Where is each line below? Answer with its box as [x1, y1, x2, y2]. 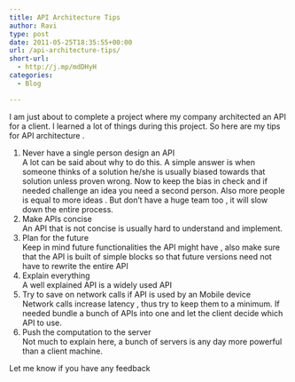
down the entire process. [21, 203, 113, 214]
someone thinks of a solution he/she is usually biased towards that [21, 166, 266, 177]
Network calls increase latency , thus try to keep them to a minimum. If [21, 298, 281, 309]
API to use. [21, 317, 62, 328]
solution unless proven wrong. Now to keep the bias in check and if [21, 175, 268, 187]
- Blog [17, 79, 42, 88]
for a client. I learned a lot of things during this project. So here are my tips [9, 121, 281, 131]
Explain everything [21, 270, 90, 281]
